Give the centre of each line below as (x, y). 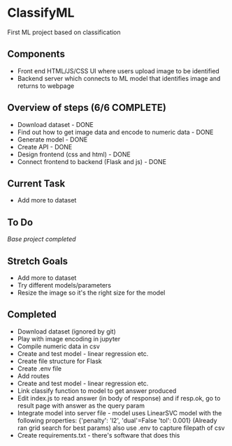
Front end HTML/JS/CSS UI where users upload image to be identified (118, 70)
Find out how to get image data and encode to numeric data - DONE (116, 132)
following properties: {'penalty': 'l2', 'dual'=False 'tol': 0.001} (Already (117, 420)
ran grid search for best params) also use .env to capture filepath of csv (121, 428)
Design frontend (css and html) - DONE (74, 154)
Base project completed (42, 239)
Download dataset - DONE (56, 124)
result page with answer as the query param (81, 406)
